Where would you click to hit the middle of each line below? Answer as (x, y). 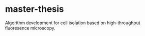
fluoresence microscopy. (30, 28)
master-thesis (35, 9)
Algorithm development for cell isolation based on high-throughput (73, 23)
